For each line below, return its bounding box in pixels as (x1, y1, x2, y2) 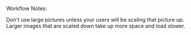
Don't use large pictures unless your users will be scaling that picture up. (6, 16, 184, 23)
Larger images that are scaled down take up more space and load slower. (6, 23, 186, 29)
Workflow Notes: (6, 5, 47, 12)
